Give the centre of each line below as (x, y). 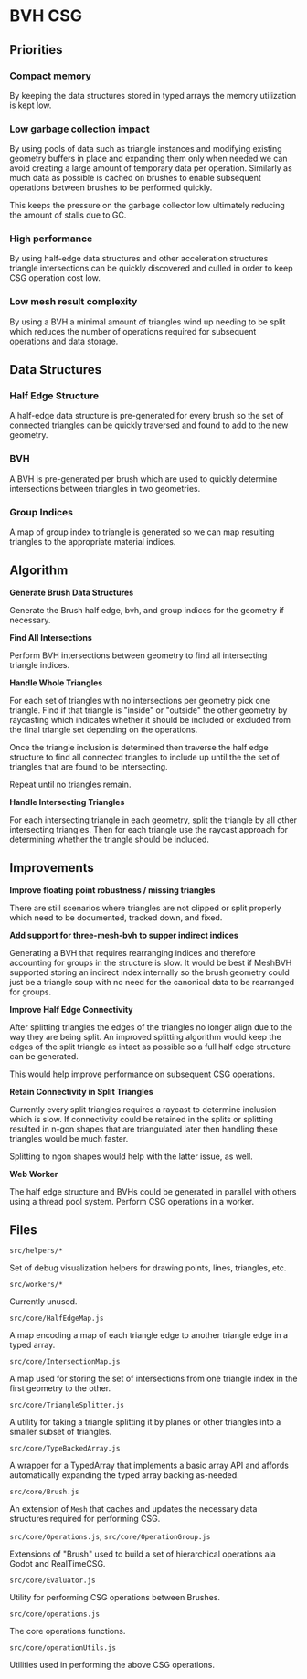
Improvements (52, 868)
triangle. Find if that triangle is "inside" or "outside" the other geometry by (148, 710)
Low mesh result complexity (74, 302)
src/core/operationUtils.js (63, 1648)
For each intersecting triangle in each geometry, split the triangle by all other (153, 820)
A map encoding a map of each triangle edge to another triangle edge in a (149, 1335)
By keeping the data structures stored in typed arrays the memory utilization (153, 95)
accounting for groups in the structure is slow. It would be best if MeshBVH (151, 962)
